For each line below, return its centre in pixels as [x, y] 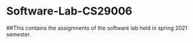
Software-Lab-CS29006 [69, 11]
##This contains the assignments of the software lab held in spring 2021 [97, 28]
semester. [19, 34]
